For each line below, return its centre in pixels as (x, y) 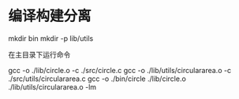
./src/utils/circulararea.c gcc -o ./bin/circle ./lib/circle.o (97, 79)
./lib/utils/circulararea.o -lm (52, 86)
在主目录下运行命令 (39, 54)
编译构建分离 (50, 16)
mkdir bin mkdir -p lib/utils (51, 38)
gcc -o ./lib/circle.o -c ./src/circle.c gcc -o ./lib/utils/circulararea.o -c (119, 70)
